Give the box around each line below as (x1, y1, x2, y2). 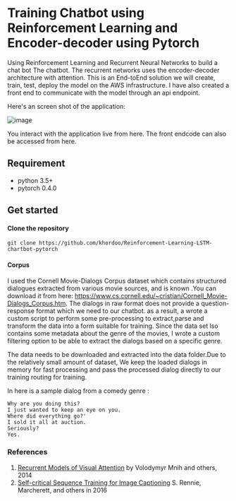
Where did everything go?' (7, 412, 87, 420)
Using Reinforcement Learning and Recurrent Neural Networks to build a (7, 58, 218, 66)
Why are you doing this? (7, 400, 80, 407)
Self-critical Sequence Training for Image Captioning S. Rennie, (17, 478, 201, 487)
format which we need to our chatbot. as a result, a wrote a (36, 306, 208, 315)
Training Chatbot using (7, 5, 144, 21)
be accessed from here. (7, 136, 77, 146)
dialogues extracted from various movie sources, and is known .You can (7, 284, 217, 293)
